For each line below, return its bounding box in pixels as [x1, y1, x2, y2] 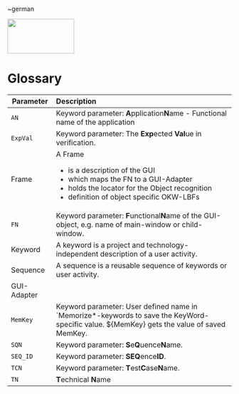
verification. [55, 138, 96, 147]
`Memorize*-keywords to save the [55, 310, 173, 320]
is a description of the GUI [68, 165, 155, 175]
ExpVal [11, 134, 33, 142]
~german [7, 5, 34, 13]
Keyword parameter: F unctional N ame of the [55, 210, 203, 220]
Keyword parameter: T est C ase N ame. [55, 363, 180, 373]
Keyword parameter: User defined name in [55, 301, 198, 311]
